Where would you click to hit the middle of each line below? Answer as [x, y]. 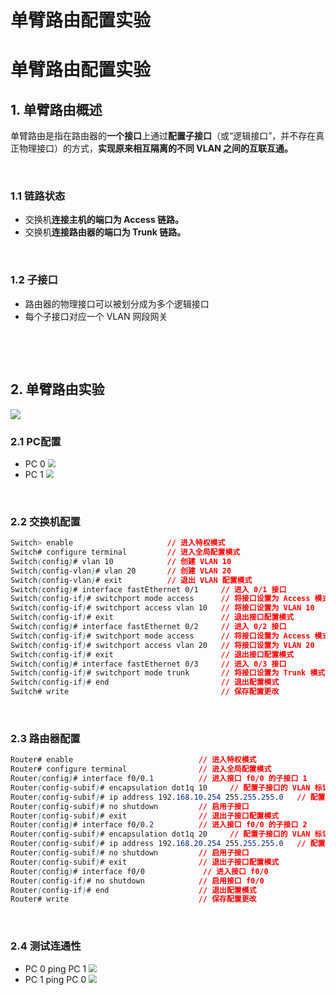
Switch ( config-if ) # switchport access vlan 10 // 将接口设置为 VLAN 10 [162, 608]
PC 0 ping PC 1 [55, 968]
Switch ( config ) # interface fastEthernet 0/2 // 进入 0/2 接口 [148, 627]
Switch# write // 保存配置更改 [145, 692]
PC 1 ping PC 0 [55, 979]
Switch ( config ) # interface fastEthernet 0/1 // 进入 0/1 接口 [148, 589]
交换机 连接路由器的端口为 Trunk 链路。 [105, 232]
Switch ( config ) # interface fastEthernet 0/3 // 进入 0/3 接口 [148, 664]
